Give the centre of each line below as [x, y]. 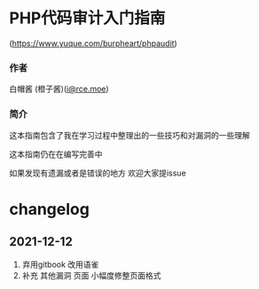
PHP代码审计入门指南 [87, 18]
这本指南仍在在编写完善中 [56, 154]
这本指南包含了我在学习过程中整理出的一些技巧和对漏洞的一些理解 [129, 135]
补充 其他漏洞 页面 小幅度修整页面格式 [91, 275]
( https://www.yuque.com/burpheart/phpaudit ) [93, 43]
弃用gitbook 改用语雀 [60, 264]
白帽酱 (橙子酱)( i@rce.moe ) [59, 89]
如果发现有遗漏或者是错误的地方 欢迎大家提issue [98, 173]
